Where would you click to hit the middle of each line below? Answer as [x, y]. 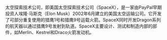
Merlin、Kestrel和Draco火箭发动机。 [56, 32]
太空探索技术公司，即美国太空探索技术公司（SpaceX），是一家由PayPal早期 [83, 7]
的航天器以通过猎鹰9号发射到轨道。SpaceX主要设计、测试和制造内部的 [79, 26]
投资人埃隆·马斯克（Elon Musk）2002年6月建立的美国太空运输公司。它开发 [83, 13]
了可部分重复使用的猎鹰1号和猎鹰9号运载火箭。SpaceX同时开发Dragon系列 [83, 20]
